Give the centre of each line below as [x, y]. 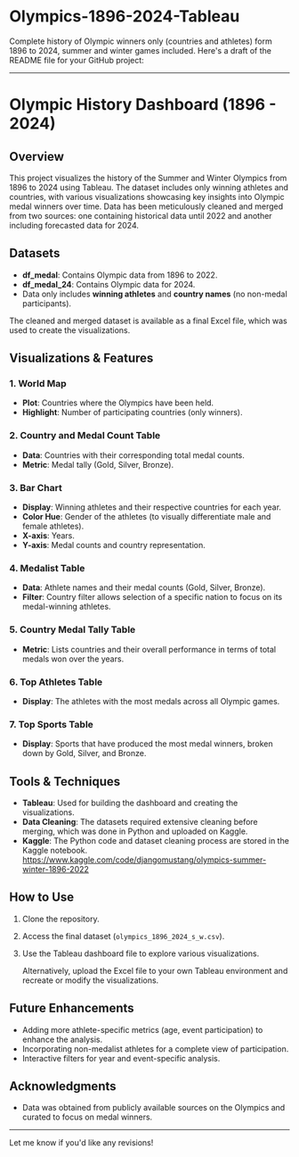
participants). [47, 303]
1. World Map [38, 384]
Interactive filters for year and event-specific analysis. [121, 1058]
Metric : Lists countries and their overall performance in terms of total [149, 649]
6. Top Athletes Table [56, 682]
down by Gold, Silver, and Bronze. [84, 753]
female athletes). [53, 526]
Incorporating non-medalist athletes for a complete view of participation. [155, 1049]
